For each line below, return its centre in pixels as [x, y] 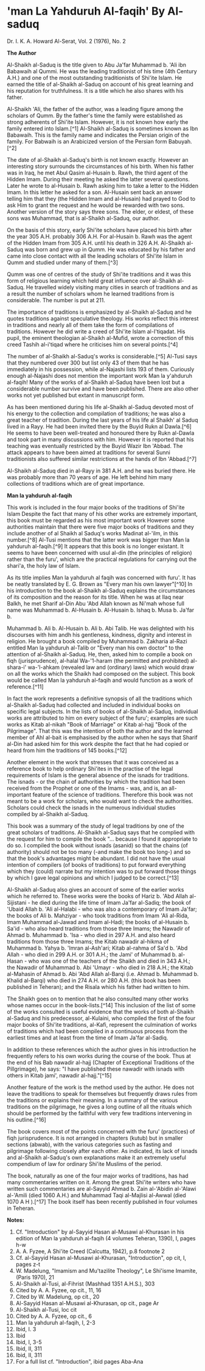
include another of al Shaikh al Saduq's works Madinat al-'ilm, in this [93, 533]
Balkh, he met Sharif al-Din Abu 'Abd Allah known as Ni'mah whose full [96, 603]
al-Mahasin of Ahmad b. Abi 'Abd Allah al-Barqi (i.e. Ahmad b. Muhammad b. [103, 974]
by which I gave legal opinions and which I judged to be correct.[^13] [93, 878]
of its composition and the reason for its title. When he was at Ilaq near [96, 597]
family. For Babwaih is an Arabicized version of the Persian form [87, 141]
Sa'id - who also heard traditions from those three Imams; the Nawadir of [99, 928]
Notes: [16, 1220]
